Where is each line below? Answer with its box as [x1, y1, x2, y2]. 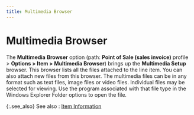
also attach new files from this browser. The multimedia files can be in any [6, 72, 187, 80]
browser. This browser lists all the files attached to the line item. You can [6, 66, 183, 73]
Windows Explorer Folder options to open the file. [6, 91, 127, 98]
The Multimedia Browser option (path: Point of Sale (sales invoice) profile [6, 54, 189, 61]
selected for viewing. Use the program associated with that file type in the [6, 85, 186, 92]
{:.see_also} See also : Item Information [6, 103, 102, 110]
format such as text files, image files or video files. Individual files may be [6, 78, 185, 86]
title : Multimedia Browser [6, 8, 73, 15]
